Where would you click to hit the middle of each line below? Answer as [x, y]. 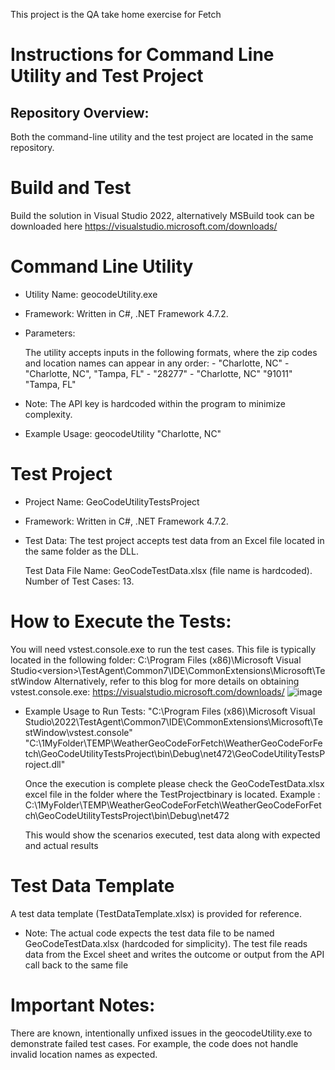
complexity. [48, 414]
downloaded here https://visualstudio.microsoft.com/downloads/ [144, 226]
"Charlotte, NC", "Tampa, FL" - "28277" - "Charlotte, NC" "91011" [158, 373]
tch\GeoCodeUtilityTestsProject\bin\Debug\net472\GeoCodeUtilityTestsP [175, 753]
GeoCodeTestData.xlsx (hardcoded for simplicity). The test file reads [166, 943]
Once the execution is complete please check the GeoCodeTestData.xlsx [174, 783]
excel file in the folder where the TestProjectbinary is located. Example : [172, 794]
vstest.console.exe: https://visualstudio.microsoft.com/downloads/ [147, 691]
